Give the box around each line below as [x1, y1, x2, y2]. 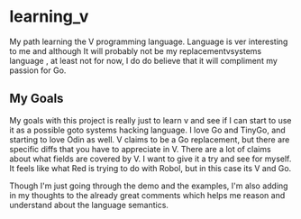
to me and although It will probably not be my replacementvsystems [9, 45, 262, 56]
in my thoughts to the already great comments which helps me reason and [9, 189, 286, 200]
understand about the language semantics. [9, 199, 169, 210]
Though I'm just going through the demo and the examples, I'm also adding [9, 180, 288, 191]
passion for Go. [9, 65, 67, 76]
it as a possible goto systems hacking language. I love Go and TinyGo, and [9, 124, 286, 135]
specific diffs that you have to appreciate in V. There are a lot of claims [9, 143, 272, 154]
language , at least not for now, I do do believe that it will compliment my [9, 55, 278, 66]
